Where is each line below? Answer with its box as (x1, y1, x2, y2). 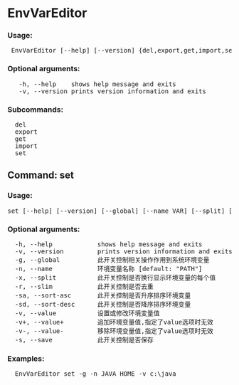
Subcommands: (7, 105, 64, 115)
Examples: (7, 354, 45, 364)
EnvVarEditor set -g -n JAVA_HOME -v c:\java (14, 370, 176, 378)
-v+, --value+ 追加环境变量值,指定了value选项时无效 (14, 318, 213, 327)
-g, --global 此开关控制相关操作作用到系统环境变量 (14, 256, 210, 264)
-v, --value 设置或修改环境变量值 (14, 310, 160, 317)
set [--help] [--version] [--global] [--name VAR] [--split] (7, 206, 225, 215)
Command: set (7, 169, 75, 181)
